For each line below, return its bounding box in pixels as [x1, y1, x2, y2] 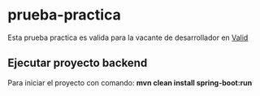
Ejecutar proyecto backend [7, 56, 148, 70]
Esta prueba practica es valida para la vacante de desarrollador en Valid [7, 33, 249, 42]
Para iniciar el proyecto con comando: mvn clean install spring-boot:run [7, 77, 253, 87]
